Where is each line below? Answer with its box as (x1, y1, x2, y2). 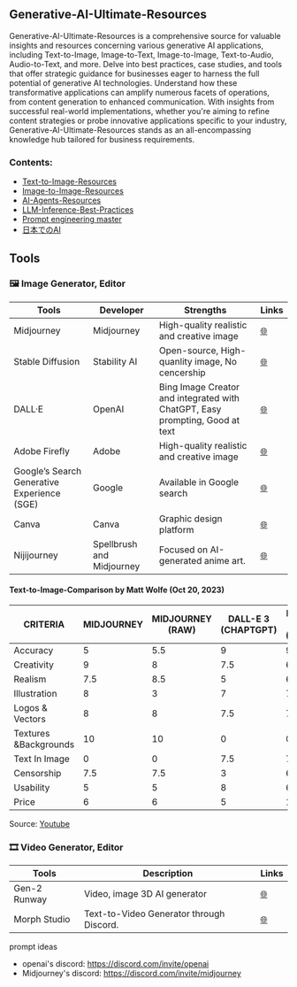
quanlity (158, 355, 193, 367)
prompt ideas (9, 942, 57, 952)
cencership (158, 366, 206, 379)
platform (158, 523, 194, 536)
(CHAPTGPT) (220, 624, 278, 636)
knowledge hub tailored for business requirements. (9, 134, 195, 144)
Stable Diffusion (13, 355, 80, 367)
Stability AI (92, 355, 138, 367)
